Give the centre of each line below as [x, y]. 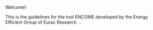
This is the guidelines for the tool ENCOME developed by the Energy [77, 17]
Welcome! [16, 7]
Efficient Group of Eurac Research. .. [43, 22]
